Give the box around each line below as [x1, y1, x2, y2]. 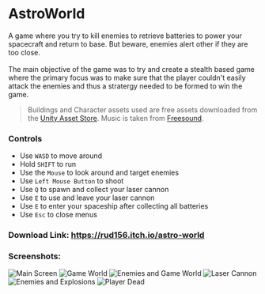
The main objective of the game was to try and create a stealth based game [8, 64, 255, 73]
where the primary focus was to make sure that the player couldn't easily [8, 73, 247, 82]
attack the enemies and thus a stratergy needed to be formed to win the [8, 81, 243, 91]
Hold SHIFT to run [19, 160, 77, 169]
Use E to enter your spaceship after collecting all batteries [19, 202, 209, 211]
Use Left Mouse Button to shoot [19, 176, 124, 186]
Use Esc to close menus [19, 210, 97, 220]
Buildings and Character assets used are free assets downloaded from [27, 104, 258, 115]
